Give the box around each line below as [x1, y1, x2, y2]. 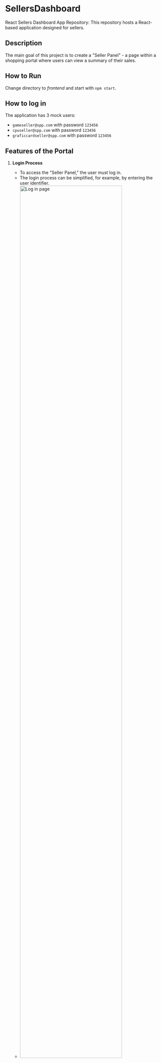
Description [5, 39, 42, 48]
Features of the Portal [5, 147, 74, 155]
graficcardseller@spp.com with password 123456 [12, 132, 111, 139]
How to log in [5, 99, 47, 107]
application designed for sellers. [19, 24, 85, 30]
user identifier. [19, 180, 50, 186]
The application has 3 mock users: [5, 112, 76, 118]
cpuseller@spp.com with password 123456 [12, 127, 96, 133]
